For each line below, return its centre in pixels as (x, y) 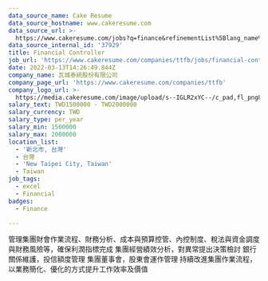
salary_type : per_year (46, 120)
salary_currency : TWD (44, 113)
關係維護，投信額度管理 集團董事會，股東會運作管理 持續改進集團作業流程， (132, 259)
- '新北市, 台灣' (41, 149)
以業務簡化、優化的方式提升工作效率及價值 (78, 269)
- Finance (32, 208)
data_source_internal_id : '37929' (66, 46)
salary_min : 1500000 (43, 127)
